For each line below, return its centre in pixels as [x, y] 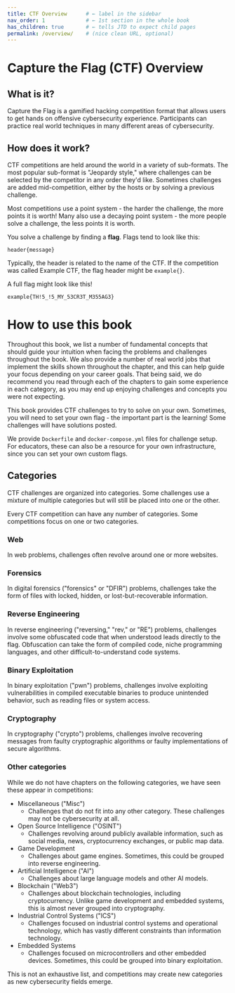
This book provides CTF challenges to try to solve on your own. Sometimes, [117, 410]
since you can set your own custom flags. [68, 454]
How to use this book [70, 325]
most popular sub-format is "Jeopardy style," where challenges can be [109, 172]
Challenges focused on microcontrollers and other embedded [117, 953]
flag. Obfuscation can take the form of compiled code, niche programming [115, 644]
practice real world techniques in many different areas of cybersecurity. [111, 126]
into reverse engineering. [64, 863]
